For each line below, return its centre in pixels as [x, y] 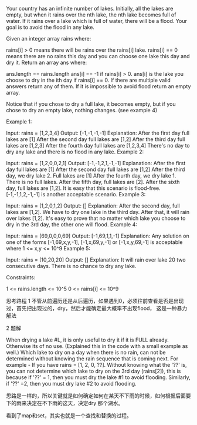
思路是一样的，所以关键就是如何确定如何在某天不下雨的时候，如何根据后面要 [98, 396]
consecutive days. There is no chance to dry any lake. [71, 266]
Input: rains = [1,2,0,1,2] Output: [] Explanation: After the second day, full [93, 206]
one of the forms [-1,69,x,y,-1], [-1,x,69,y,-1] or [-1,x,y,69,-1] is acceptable [94, 242]
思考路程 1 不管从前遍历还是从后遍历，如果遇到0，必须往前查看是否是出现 [95, 301]
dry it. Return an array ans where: [47, 62]
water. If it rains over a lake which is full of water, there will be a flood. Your [97, 21]
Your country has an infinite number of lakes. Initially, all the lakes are [90, 9]
